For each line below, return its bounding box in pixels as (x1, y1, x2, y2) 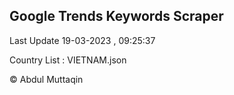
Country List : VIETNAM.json (9, 54, 127, 66)
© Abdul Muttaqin (9, 73, 84, 85)
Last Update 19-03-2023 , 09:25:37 (9, 34, 156, 46)
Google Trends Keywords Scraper (9, 8, 224, 25)
